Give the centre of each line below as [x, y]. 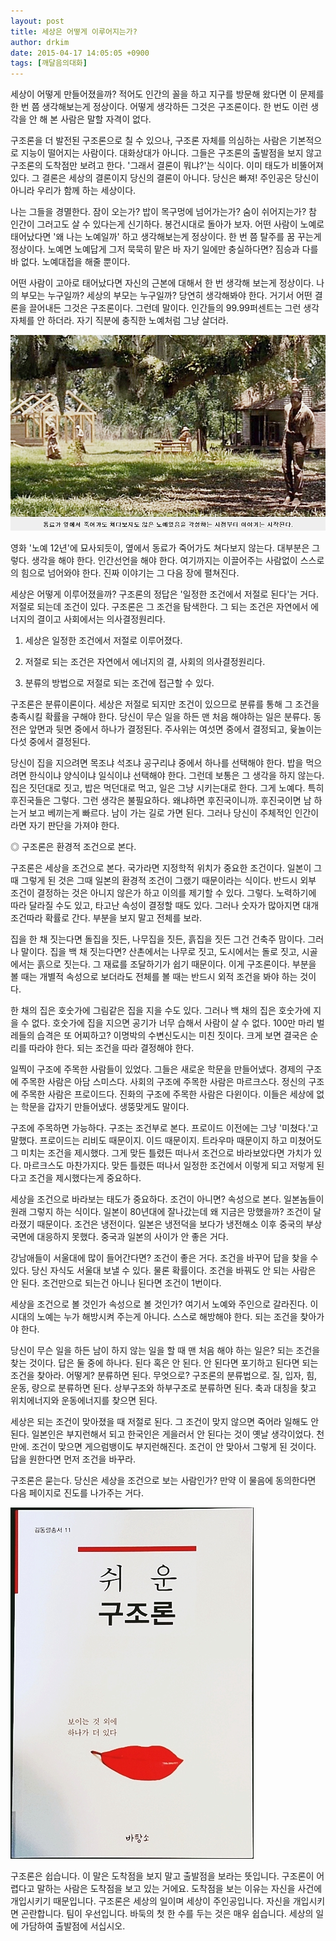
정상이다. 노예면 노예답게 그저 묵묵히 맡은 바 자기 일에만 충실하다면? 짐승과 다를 [164, 249]
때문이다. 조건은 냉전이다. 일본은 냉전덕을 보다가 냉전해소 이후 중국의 [170, 1224]
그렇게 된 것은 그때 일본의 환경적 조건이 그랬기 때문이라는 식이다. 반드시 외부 [168, 881]
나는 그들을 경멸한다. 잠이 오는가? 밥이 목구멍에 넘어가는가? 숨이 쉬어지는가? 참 [163, 212]
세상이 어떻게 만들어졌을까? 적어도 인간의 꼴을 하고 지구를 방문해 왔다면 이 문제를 [167, 94]
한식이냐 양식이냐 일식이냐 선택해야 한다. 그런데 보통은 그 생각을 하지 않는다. [176, 776]
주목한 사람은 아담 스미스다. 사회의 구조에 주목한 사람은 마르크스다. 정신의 [163, 1082]
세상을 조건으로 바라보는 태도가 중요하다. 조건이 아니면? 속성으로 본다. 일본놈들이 [167, 1199]
